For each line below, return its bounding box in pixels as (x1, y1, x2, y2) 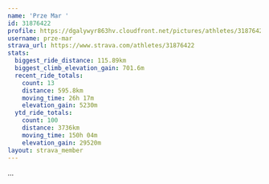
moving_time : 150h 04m (22, 131, 98, 139)
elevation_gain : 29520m (22, 138, 102, 147)
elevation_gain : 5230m (22, 101, 98, 109)
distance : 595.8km (22, 86, 84, 95)
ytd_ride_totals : (14, 109, 73, 117)
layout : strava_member (7, 146, 84, 154)
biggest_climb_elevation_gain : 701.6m (14, 64, 145, 72)
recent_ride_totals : (14, 72, 84, 80)
